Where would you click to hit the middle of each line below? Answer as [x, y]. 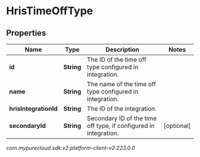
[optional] [177, 126]
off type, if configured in [121, 126]
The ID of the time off [117, 59]
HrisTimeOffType [50, 11]
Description [122, 50]
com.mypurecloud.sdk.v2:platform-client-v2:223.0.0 [71, 148]
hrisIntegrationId [33, 109]
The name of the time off [122, 84]
